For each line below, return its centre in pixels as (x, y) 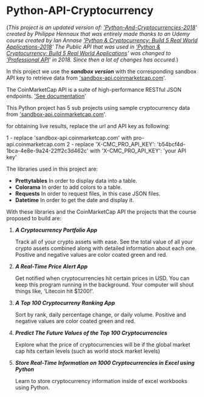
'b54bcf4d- (172, 144)
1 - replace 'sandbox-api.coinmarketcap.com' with (69, 138)
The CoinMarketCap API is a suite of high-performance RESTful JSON (94, 89)
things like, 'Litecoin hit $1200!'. (54, 291)
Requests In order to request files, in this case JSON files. (88, 193)
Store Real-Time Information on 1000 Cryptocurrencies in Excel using (105, 362)
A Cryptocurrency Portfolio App (56, 230)
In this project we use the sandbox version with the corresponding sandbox (101, 71)
